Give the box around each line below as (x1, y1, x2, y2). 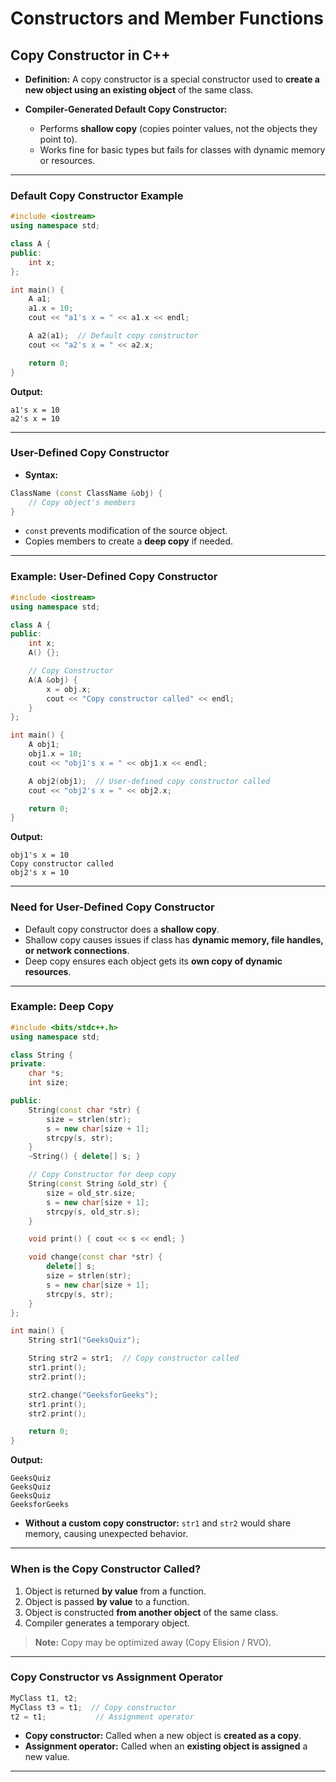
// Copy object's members (28, 497, 137, 507)
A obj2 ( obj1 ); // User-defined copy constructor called (28, 776, 271, 786)
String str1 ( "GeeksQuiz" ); (28, 1335, 141, 1346)
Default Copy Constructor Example (10, 188, 184, 202)
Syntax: (24, 468, 59, 481)
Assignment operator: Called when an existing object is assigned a (24, 1740, 308, 1752)
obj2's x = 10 (10, 868, 70, 878)
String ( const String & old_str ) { (28, 1179, 168, 1189)
